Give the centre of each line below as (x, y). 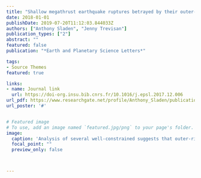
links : (14, 84)
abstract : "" (22, 40)
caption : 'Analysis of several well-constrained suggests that (92, 138)
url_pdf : (17, 100)
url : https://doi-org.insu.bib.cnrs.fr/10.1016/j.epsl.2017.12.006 (98, 95)
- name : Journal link (33, 89)
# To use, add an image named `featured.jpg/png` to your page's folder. (100, 127)
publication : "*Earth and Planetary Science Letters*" (76, 51)
